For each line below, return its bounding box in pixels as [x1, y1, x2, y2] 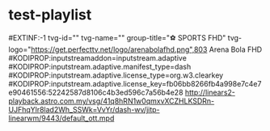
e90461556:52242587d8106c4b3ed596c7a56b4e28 [8, 87, 184, 97]
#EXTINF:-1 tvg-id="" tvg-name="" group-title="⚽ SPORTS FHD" [8, 32, 226, 42]
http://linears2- [184, 87, 236, 97]
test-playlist [8, 6, 92, 24]
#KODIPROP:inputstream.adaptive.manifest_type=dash [8, 61, 192, 71]
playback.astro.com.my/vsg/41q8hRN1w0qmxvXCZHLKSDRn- [8, 95, 215, 106]
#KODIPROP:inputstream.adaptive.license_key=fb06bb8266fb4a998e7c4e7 [8, 78, 262, 88]
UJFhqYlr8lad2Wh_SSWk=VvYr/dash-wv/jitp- [8, 104, 160, 114]
